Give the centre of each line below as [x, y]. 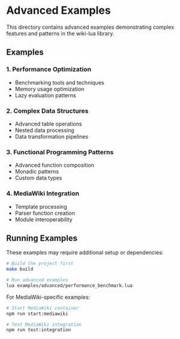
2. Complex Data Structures [47, 110]
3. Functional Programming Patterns [60, 152]
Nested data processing [45, 130]
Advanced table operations [48, 124]
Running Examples [42, 238]
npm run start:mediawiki [37, 313]
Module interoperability [44, 219]
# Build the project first [40, 264]
